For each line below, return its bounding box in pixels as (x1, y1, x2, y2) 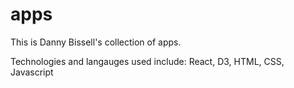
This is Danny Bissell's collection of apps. (10, 36, 182, 48)
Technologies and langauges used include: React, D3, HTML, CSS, (10, 55, 285, 67)
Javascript (10, 66, 54, 78)
